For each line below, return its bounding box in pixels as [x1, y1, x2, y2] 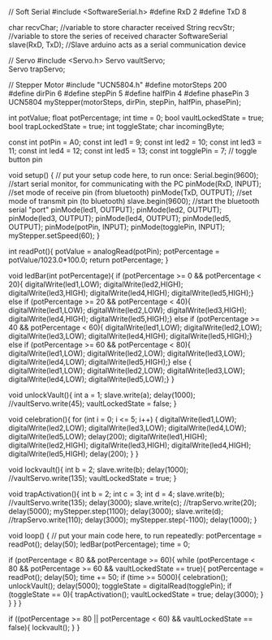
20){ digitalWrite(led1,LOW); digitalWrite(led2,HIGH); [8, 279, 183, 289]
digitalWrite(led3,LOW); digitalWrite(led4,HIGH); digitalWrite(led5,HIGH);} [8, 331, 253, 340]
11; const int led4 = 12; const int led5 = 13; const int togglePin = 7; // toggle [8, 146, 257, 155]
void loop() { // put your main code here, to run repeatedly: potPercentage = [8, 531, 262, 540]
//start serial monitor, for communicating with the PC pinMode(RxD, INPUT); [8, 179, 262, 188]
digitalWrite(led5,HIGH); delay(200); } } [8, 449, 140, 458]
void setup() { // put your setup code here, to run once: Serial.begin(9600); [8, 171, 259, 179]
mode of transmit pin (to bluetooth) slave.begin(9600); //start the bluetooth [8, 197, 260, 205]
